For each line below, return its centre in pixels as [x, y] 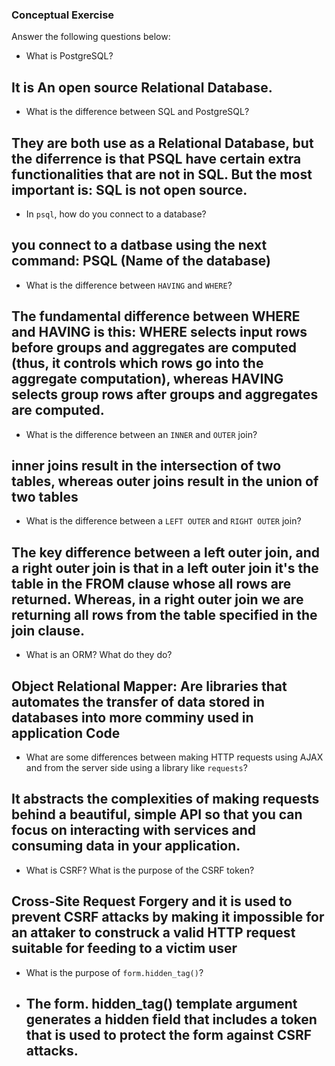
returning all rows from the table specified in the [164, 614]
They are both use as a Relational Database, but [162, 143]
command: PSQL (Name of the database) [141, 261]
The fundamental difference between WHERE [156, 316]
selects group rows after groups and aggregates [165, 394]
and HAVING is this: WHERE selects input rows [159, 332]
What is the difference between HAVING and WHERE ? [129, 285]
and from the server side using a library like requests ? [136, 767]
